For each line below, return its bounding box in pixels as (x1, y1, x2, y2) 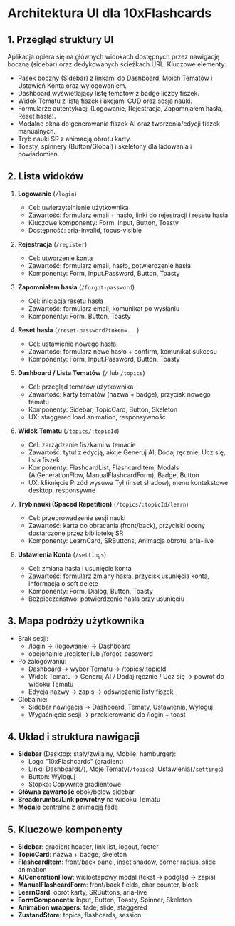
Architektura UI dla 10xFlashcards (7, 5, 212, 21)
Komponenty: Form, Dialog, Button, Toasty (28, 587, 153, 595)
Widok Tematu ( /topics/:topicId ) (17, 427, 120, 435)
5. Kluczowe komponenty (7, 823, 123, 835)
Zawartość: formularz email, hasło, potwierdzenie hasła (28, 261, 191, 269)
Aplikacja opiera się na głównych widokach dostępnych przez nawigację (7, 52, 220, 61)
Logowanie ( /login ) (17, 189, 77, 198)
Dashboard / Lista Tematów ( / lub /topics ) (17, 368, 146, 377)
